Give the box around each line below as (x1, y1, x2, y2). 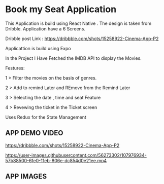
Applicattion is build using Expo (5, 45, 71, 51)
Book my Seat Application (5, 4, 117, 15)
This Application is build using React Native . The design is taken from (5, 20, 151, 26)
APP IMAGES (5, 172, 47, 181)
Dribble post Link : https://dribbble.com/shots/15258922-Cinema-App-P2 (5, 35, 159, 42)
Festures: (5, 65, 25, 71)
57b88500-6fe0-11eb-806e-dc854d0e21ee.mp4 (5, 157, 107, 163)
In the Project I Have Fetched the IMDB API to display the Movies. (5, 55, 142, 61)
